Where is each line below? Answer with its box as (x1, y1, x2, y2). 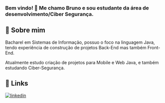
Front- (147, 44, 161, 50)
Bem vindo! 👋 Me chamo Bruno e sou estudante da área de (5, 4, 150, 11)
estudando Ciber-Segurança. (5, 65, 65, 71)
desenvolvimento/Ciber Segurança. (5, 10, 94, 17)
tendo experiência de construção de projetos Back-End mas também (5, 44, 147, 50)
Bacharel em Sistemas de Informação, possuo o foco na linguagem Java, (5, 39, 156, 45)
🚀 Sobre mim (5, 26, 46, 34)
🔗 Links (5, 79, 28, 88)
